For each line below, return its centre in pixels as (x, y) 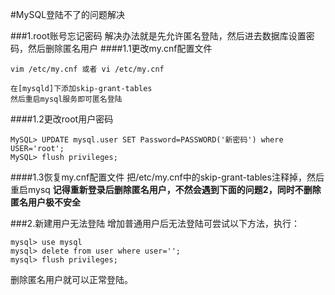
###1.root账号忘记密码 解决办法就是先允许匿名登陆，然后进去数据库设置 (158, 36)
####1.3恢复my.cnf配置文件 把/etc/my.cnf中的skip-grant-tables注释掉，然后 (167, 177)
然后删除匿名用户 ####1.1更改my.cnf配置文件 (120, 48)
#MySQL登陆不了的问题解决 (68, 14)
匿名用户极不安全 (45, 202)
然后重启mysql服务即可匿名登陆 (66, 99)
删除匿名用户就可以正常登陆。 (71, 279)
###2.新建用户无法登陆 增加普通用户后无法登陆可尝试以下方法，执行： (155, 223)
